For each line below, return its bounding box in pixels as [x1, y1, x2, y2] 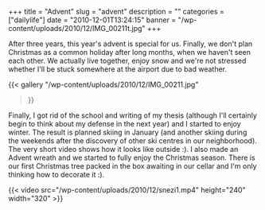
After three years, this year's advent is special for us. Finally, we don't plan [8, 39, 253, 49]
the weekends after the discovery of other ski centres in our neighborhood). [8, 136, 257, 146]
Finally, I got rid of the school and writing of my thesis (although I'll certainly [8, 111, 257, 120]
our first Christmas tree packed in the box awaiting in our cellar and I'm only [8, 161, 257, 170]
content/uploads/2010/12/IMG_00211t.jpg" [8, 24, 146, 33]
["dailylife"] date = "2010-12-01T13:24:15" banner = [8, 15, 177, 25]
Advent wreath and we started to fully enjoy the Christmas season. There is [8, 153, 256, 162]
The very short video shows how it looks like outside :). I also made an [8, 145, 239, 154]
